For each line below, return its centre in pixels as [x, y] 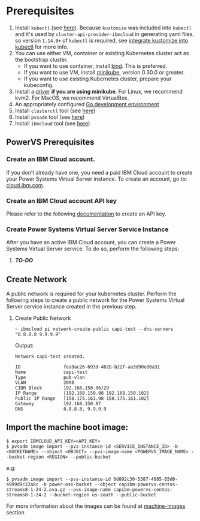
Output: [24, 346]
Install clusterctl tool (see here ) [55, 110]
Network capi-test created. [50, 357]
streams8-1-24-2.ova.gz [36, 489]
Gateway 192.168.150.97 [58, 404]
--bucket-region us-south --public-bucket [103, 495]
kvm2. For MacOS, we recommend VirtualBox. [72, 98]
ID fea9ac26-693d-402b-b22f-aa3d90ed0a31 [87, 367]
